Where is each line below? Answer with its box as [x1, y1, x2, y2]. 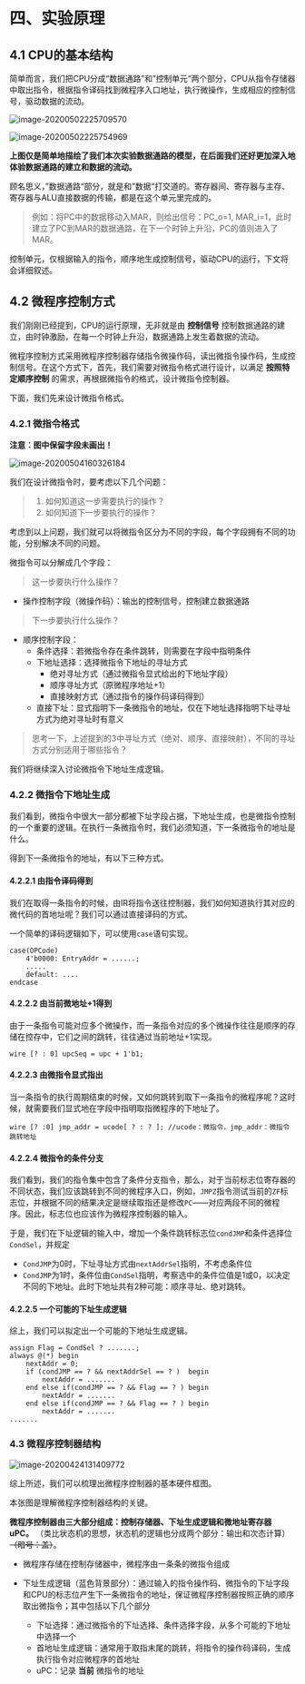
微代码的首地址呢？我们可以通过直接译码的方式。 [9, 909, 192, 920]
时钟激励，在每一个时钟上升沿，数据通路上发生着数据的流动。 [33, 330, 264, 341]
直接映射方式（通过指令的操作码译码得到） [49, 691, 210, 702]
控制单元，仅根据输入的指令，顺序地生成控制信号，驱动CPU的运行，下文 [9, 253, 281, 264]
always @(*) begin [9, 1352, 79, 1361]
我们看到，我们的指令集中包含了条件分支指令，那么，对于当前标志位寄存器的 [9, 1175, 296, 1186]
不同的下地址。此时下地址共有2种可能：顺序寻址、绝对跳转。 [22, 1281, 251, 1292]
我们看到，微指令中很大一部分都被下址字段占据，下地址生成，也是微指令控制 [9, 811, 296, 822]
